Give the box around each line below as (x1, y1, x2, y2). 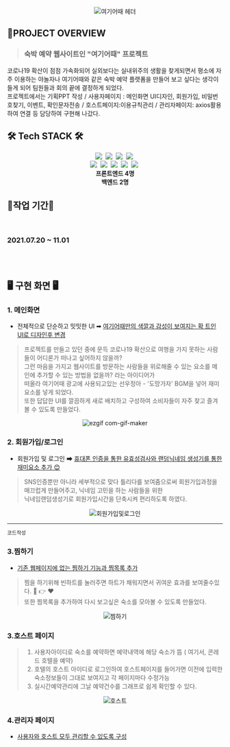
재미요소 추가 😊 (16, 463, 60, 471)
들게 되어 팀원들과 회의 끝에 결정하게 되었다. (7, 83, 125, 92)
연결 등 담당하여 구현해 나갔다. (19, 109, 101, 117)
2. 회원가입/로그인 (7, 438, 64, 447)
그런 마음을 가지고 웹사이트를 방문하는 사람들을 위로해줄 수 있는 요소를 (23, 362, 211, 370)
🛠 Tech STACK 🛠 (7, 130, 84, 142)
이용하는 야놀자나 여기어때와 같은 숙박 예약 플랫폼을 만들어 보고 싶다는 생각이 (14, 75, 219, 83)
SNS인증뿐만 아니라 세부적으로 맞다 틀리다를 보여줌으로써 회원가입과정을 (23, 477, 218, 486)
